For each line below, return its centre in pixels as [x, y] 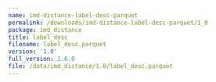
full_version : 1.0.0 [42, 59]
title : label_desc [38, 37]
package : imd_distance [45, 30]
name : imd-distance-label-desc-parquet [73, 15]
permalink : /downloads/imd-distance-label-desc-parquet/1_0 [108, 23]
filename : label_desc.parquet [58, 45]
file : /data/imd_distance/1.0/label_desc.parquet [91, 66]
